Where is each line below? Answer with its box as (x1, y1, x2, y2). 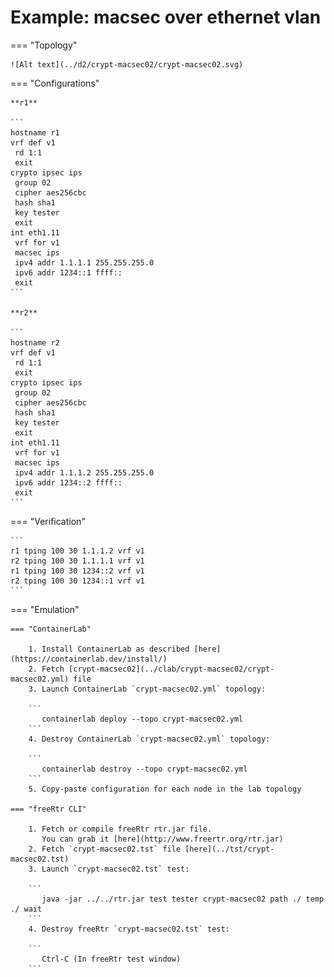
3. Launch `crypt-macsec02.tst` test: (28, 864, 190, 874)
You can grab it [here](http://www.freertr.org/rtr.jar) (41, 834, 284, 844)
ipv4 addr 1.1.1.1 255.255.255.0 (14, 257, 155, 268)
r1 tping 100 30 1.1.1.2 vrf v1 (10, 546, 145, 556)
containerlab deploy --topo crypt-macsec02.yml (41, 714, 244, 724)
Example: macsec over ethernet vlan (10, 6, 322, 29)
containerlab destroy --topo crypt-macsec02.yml (41, 764, 248, 774)
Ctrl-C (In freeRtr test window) (41, 954, 182, 964)
